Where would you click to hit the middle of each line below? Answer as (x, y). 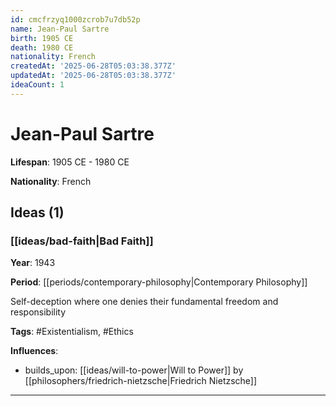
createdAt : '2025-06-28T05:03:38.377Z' (93, 66)
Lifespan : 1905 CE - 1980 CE (70, 162)
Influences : (34, 351)
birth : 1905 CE (42, 38)
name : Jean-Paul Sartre (60, 29)
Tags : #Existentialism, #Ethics (72, 332)
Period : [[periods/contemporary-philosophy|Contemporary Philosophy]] (159, 282)
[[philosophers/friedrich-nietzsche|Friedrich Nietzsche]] (141, 381)
